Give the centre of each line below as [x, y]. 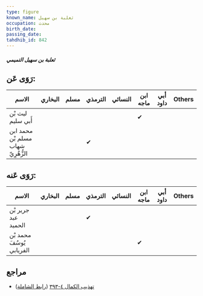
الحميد [18, 225]
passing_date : [24, 35]
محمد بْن [20, 235]
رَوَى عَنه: [21, 175]
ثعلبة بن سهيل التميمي [31, 59]
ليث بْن [18, 113]
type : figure [23, 12]
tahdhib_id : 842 [27, 40]
